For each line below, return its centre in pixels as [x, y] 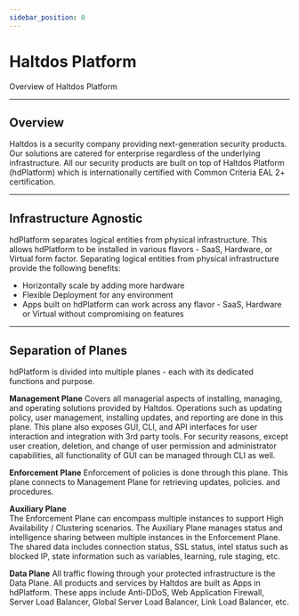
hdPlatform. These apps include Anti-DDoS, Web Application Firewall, [137, 592]
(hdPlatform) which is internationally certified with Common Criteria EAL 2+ [147, 172]
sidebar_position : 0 [48, 17]
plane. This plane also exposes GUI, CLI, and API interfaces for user [133, 427]
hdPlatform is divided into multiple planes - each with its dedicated [131, 372]
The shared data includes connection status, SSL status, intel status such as [149, 546]
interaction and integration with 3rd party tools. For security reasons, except [149, 436]
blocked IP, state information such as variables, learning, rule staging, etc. [145, 556]
